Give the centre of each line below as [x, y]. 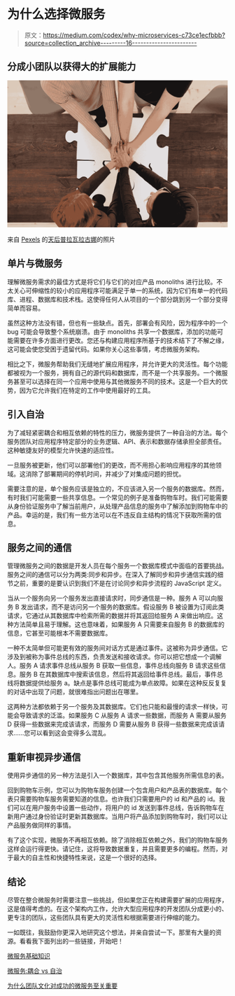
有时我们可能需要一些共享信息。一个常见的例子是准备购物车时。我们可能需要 [117, 497]
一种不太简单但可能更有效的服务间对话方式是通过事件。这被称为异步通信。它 [117, 648]
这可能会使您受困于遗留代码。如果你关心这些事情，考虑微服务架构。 [105, 349]
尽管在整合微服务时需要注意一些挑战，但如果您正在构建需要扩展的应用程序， [117, 899]
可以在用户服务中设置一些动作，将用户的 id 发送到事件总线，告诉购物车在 [119, 808]
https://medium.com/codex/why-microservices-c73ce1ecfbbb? [134, 35]
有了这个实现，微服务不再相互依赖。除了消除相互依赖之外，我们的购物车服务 [117, 840]
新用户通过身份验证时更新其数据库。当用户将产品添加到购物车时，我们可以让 [117, 817]
